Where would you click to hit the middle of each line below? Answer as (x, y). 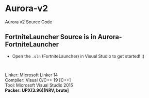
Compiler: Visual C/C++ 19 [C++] (38, 80)
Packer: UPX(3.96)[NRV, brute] (37, 90)
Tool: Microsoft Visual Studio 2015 (39, 85)
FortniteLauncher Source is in (51, 37)
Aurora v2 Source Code (29, 22)
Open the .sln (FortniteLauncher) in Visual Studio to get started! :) (78, 56)
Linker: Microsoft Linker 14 (32, 75)
